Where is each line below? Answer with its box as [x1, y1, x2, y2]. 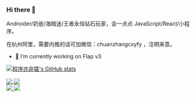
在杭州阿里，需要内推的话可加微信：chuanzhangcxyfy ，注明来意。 [6, 41, 175, 48]
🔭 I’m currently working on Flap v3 [15, 53, 102, 60]
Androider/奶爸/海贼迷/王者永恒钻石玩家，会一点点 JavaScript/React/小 [6, 20, 184, 27]
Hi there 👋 [6, 5, 37, 14]
